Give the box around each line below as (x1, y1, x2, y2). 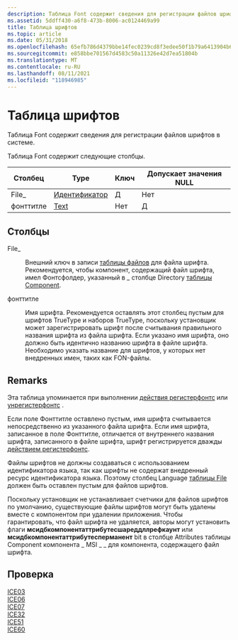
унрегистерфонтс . (7, 400, 64, 409)
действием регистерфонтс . (7, 444, 90, 453)
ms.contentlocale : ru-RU (7, 63, 81, 70)
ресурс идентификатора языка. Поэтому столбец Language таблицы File (7, 474, 227, 482)
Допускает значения (147, 169, 222, 178)
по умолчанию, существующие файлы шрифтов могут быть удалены (7, 502, 216, 511)
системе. (7, 138, 35, 146)
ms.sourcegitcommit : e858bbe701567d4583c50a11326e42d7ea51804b (7, 50, 198, 58)
